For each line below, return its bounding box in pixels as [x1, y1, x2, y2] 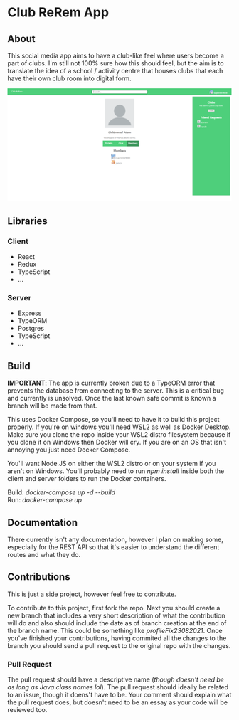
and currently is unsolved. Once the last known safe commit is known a [7, 394, 216, 403]
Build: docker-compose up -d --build [7, 488, 116, 497]
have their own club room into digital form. [7, 74, 132, 83]
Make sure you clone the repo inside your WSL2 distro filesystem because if [7, 430, 231, 439]
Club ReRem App [7, 4, 109, 21]
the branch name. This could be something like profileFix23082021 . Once [7, 626, 223, 635]
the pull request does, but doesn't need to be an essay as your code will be [7, 698, 228, 706]
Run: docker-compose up [7, 496, 83, 504]
